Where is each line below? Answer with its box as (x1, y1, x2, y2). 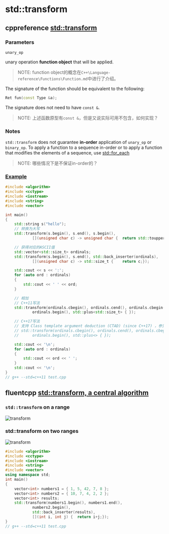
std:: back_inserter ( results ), (32, 510, 96, 515)
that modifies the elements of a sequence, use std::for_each (5, 150, 130, 156)
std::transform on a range (5, 404, 70, 411)
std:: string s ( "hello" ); (14, 221, 66, 227)
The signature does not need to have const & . (5, 104, 100, 110)
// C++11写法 (14, 300, 40, 306)
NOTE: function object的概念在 (17, 69, 81, 75)
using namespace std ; (5, 472, 51, 478)
